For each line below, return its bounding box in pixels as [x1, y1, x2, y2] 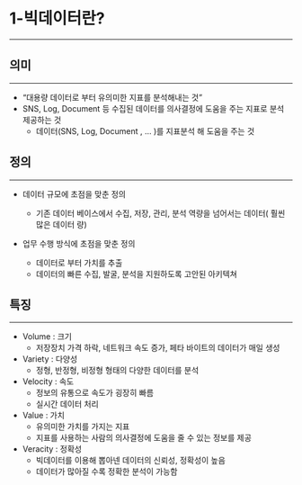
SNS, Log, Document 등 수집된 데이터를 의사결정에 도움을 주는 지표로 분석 [22, 103, 285, 113]
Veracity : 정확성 [22, 444, 83, 454]
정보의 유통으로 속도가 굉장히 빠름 [35, 388, 155, 399]
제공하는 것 [22, 114, 62, 125]
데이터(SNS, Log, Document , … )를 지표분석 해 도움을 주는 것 [35, 125, 255, 136]
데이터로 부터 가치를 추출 [35, 257, 123, 268]
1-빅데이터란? [9, 8, 105, 29]
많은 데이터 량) [35, 219, 87, 229]
